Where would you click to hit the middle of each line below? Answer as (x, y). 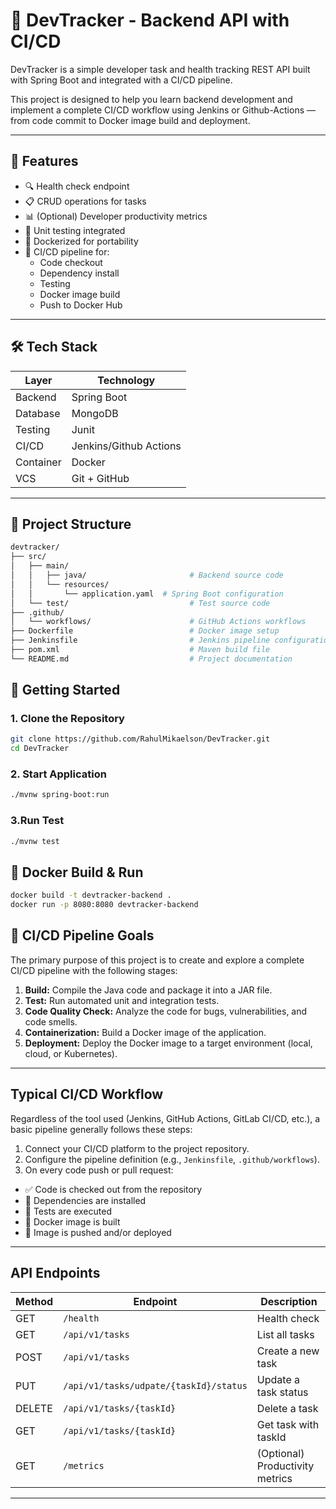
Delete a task (287, 1408)
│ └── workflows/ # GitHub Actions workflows (158, 622)
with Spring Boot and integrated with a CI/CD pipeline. (121, 80)
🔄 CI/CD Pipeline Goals (82, 935)
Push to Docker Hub (81, 305)
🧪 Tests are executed (68, 1211)
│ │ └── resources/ (60, 584)
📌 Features (44, 161)
